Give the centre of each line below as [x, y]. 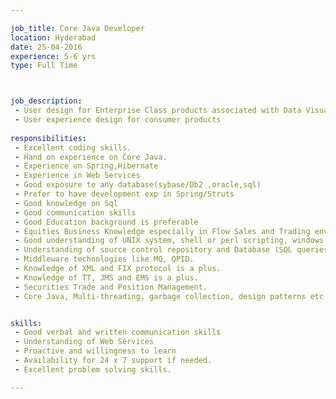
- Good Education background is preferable [106, 222]
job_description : [46, 101]
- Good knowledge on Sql [66, 203]
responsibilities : [48, 138]
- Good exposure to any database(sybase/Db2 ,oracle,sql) [138, 185]
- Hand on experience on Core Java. [91, 157]
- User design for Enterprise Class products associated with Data [158, 111]
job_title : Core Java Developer [77, 28]
